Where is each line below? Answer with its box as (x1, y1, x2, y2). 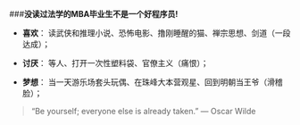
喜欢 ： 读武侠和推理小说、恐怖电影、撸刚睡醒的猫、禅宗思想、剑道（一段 (21, 28, 291, 38)
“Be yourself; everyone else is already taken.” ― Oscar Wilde (30, 106, 256, 116)
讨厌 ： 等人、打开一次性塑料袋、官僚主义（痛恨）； (21, 58, 209, 68)
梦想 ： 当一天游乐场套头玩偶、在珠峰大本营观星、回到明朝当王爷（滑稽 (21, 77, 283, 87)
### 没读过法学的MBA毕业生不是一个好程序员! (9, 9, 179, 19)
